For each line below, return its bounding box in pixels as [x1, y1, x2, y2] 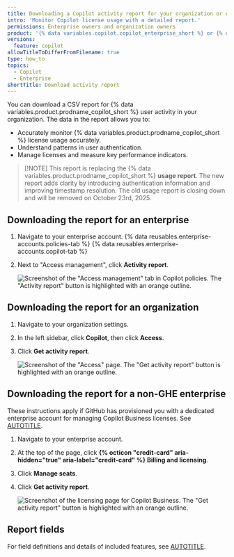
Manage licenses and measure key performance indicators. [17, 151, 188, 159]
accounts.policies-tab [17, 240, 80, 248]
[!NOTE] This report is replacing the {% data [24, 164, 151, 172]
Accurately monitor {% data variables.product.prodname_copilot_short [17, 129, 220, 137]
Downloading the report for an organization [7, 302, 199, 314]
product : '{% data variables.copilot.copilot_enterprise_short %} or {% [7, 29, 223, 37]
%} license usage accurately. [17, 136, 101, 145]
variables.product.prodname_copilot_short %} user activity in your [7, 108, 197, 116]
